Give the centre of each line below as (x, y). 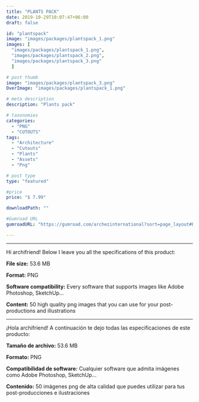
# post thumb (22, 77)
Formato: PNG (24, 357)
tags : (13, 137)
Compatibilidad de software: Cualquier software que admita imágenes (93, 368)
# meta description (30, 99)
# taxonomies (22, 115)
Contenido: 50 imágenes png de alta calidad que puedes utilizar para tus (96, 386)
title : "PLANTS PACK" (33, 12)
